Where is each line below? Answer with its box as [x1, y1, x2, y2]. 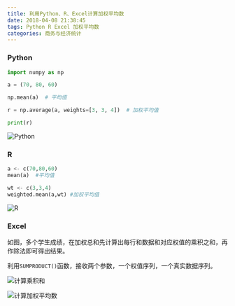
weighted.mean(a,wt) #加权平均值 [7, 190, 99, 198]
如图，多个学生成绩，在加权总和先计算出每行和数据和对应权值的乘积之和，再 [7, 238, 228, 246]
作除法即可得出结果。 [7, 246, 69, 256]
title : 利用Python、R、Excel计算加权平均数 [7, 10, 124, 18]
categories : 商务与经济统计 [7, 29, 82, 37]
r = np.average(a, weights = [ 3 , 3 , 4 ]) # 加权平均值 [7, 106, 159, 114]
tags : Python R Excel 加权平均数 [7, 23, 99, 30]
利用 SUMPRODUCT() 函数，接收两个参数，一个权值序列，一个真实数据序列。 [7, 262, 217, 270]
